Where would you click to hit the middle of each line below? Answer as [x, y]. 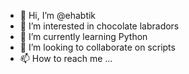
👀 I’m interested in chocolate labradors [99, 26]
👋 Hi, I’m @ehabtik [58, 15]
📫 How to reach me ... [66, 58]
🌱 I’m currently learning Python [83, 36]
